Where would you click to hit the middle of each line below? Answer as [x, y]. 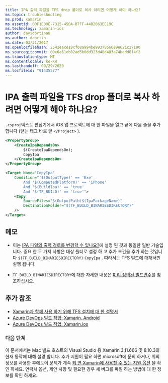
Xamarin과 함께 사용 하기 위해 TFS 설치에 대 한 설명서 [65, 311]
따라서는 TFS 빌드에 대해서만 [132, 258]
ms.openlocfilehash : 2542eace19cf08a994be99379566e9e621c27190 [73, 47]
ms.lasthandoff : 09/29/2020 [35, 66]
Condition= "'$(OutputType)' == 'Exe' [54, 178]
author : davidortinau [28, 33]
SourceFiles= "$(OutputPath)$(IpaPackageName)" [73, 201]
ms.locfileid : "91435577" [32, 71]
